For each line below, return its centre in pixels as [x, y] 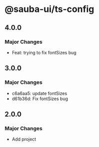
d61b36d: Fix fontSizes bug [40, 99]
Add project [24, 139]
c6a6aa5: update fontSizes [40, 93]
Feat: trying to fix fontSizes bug [44, 52]
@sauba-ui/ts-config [49, 9]
